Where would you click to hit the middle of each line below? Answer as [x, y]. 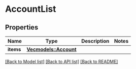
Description [95, 41]
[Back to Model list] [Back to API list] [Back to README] [62, 62]
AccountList [31, 9]
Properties [22, 27]
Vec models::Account [51, 49]
